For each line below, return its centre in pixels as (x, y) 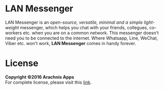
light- (149, 22)
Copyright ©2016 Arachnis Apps (40, 77)
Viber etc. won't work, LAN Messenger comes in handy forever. (71, 43)
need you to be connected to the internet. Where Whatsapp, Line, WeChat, (82, 38)
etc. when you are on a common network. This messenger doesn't (91, 33)
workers (14, 33)
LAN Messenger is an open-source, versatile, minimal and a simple (74, 22)
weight (12, 27)
